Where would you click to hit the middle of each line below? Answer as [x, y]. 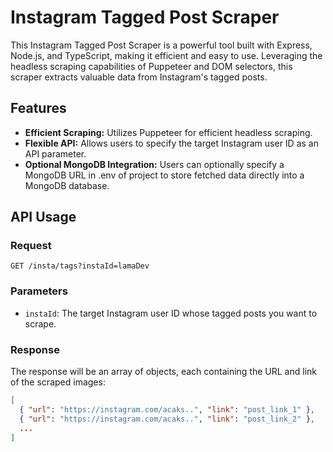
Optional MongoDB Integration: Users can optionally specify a [154, 164]
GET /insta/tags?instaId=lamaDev [80, 266]
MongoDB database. [67, 185]
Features [38, 108]
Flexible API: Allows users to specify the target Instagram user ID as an [171, 143]
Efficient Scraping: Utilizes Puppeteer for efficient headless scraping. [168, 132]
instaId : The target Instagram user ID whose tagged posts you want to [171, 313]
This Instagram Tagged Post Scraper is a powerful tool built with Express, [161, 45]
